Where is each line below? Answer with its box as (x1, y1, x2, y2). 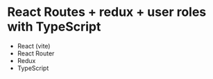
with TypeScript (7, 19, 101, 35)
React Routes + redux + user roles (7, 4, 207, 20)
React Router (17, 49, 55, 58)
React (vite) (17, 42, 51, 50)
